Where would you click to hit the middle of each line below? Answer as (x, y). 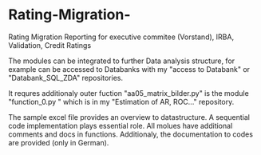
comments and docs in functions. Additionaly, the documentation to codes (131, 134)
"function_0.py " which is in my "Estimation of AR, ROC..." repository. (121, 101)
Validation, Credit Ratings (50, 45)
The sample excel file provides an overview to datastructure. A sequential (129, 117)
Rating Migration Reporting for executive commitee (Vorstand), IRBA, (121, 37)
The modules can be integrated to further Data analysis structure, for (122, 61)
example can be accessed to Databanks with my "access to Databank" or (129, 69)
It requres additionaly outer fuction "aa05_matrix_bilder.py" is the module (129, 93)
